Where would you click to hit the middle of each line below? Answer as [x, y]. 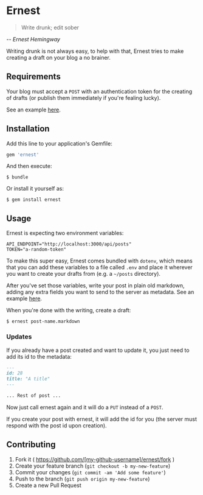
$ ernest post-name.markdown [43, 321]
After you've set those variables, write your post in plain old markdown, [95, 286]
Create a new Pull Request [48, 485]
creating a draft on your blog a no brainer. [59, 57]
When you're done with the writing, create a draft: [69, 311]
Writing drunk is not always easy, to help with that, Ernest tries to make [95, 51]
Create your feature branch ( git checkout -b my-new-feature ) [93, 466]
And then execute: [29, 166]
